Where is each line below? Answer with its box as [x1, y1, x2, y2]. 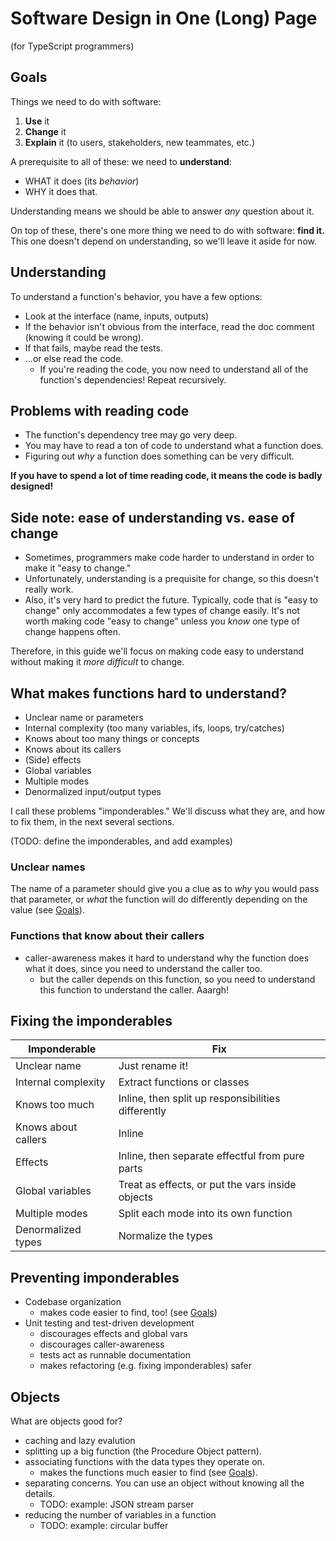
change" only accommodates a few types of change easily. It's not [24, 605, 300, 617]
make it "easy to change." [24, 562, 132, 574]
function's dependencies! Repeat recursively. [39, 373, 227, 386]
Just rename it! [118, 1059, 189, 1073]
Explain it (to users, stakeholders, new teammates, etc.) [24, 136, 256, 148]
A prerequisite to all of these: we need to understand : [10, 155, 232, 167]
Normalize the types [118, 1229, 213, 1243]
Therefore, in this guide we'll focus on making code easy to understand [10, 645, 305, 657]
